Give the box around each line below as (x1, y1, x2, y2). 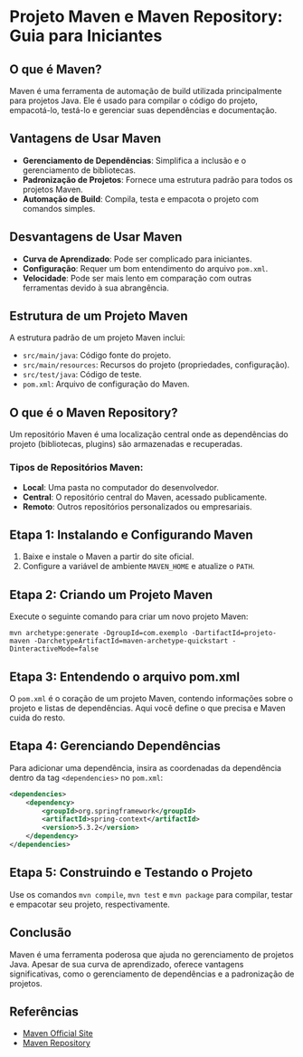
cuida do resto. (9, 712, 66, 723)
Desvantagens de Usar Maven (9, 229, 183, 245)
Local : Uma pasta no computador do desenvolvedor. (22, 481, 220, 492)
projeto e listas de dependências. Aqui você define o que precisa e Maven (9, 702, 287, 713)
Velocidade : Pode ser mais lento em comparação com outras (22, 272, 251, 283)
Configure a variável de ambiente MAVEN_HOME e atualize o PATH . (22, 561, 255, 572)
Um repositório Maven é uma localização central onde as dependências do (9, 429, 289, 440)
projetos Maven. (22, 184, 83, 195)
